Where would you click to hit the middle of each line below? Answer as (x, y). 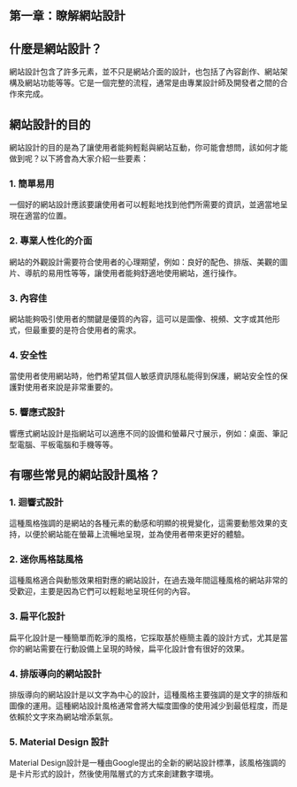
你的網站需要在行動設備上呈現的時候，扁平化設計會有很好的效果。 (129, 648)
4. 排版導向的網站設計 (55, 674)
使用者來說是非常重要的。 (71, 387)
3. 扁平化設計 (37, 616)
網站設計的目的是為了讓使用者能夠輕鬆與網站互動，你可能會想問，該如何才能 (148, 148)
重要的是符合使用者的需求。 (90, 329)
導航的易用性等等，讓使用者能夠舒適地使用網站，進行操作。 (133, 273)
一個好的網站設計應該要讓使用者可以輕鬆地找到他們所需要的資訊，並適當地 (145, 204)
